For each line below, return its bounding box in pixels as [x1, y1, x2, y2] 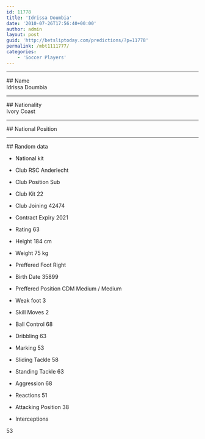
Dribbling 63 [15, 332, 47, 339]
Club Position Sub [15, 178, 60, 185]
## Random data [6, 142, 48, 150]
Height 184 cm [15, 237, 52, 245]
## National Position [6, 125, 57, 132]
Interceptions [15, 415, 49, 422]
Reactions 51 [15, 391, 48, 399]
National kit [15, 154, 44, 162]
